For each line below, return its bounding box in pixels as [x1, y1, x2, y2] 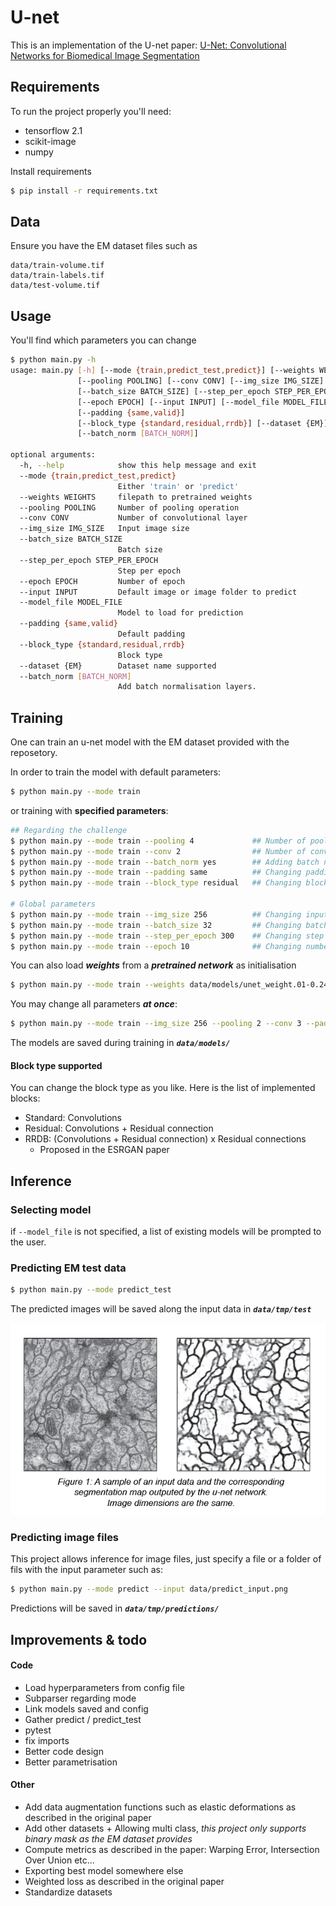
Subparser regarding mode [24, 1692, 137, 1704]
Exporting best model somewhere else [24, 1864, 184, 1876]
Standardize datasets [24, 1886, 113, 1898]
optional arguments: [10, 450, 97, 460]
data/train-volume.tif [10, 261, 105, 271]
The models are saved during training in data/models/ [10, 1037, 231, 1049]
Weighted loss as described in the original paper [24, 1875, 225, 1887]
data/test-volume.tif [10, 281, 101, 291]
